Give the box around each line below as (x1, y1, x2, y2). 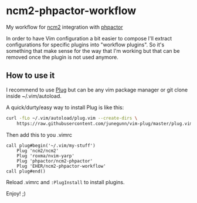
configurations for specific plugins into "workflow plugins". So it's (6, 41, 165, 48)
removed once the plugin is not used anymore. (6, 53, 118, 60)
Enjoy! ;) (6, 190, 26, 197)
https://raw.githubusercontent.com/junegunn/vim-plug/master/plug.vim (16, 120, 193, 127)
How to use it (6, 70, 55, 80)
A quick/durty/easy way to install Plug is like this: (6, 104, 124, 111)
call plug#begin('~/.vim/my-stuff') (6, 143, 96, 148)
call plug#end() (6, 168, 46, 174)
